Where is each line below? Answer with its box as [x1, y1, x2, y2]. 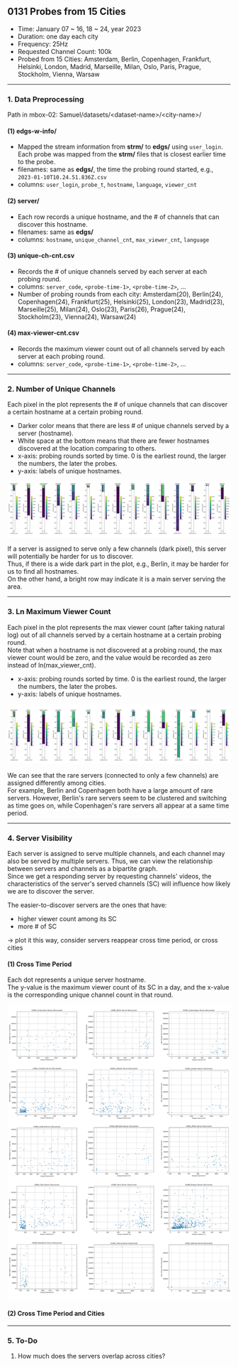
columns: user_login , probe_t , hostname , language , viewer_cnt [17, 181, 197, 189]
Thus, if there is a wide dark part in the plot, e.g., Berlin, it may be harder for [7, 559, 229, 568]
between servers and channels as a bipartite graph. [7, 864, 158, 873]
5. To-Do [7, 1336, 38, 1346]
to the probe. [17, 158, 56, 166]
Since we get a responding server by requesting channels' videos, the [7, 872, 212, 881]
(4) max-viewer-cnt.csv [7, 328, 79, 337]
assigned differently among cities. [7, 778, 106, 787]
